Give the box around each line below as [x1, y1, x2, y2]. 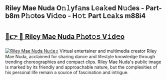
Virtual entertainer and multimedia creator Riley [59, 48, 157, 54]
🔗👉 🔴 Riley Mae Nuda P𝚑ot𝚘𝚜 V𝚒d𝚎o [5, 32, 125, 41]
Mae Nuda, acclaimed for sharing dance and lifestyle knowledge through [5, 54, 155, 59]
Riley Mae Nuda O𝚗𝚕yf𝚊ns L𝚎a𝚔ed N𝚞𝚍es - [5, 4, 144, 12]
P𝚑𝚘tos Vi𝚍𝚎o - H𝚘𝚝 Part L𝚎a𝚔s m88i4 [21, 12, 146, 20]
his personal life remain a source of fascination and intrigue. [5, 70, 129, 75]
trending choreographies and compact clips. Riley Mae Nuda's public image [5, 59, 161, 65]
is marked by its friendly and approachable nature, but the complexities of [5, 64, 157, 70]
